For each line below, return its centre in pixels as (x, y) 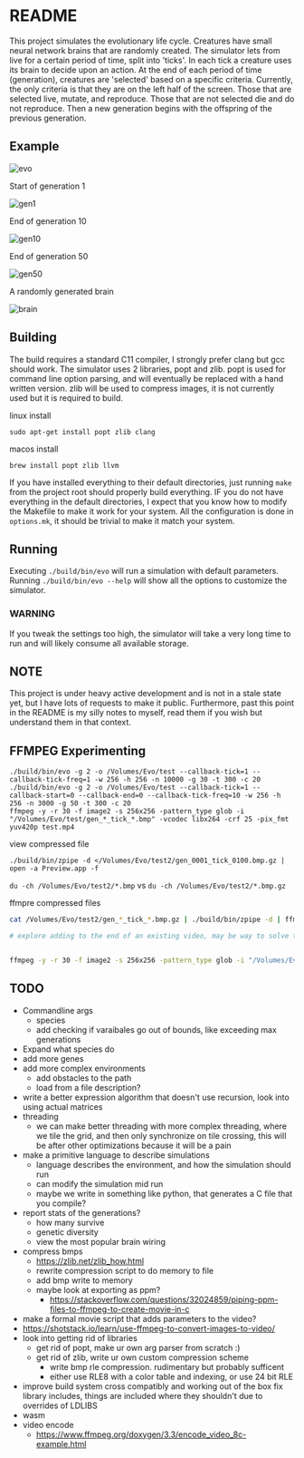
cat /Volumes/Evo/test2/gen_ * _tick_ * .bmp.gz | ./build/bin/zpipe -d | (145, 920)
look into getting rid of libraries (80, 1337)
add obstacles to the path (84, 1078)
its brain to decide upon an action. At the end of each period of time (136, 70)
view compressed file (49, 844)
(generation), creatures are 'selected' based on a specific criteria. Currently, (152, 79)
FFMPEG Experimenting (78, 750)
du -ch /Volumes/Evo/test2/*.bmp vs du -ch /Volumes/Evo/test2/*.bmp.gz (148, 886)
